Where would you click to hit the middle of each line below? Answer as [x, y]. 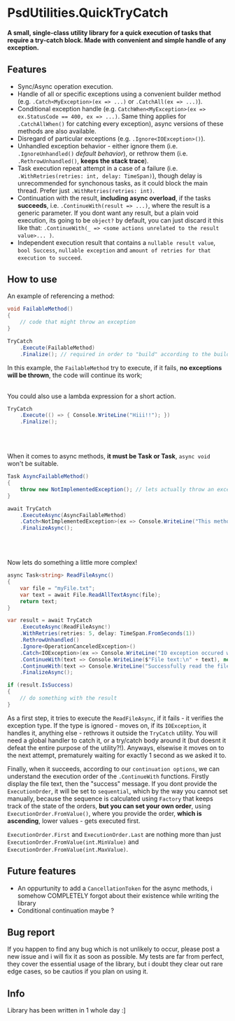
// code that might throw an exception [78, 322]
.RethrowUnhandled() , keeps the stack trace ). [83, 161]
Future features [42, 872]
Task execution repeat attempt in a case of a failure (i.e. [98, 168]
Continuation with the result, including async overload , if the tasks [114, 198]
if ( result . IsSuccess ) [40, 685]
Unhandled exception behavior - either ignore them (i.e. [98, 146]
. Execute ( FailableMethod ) [58, 348]
